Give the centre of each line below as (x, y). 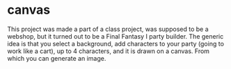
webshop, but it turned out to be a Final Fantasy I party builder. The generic (115, 36)
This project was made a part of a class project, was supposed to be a (108, 29)
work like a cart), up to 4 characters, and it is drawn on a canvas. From (109, 51)
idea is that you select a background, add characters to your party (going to (116, 43)
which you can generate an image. (57, 58)
